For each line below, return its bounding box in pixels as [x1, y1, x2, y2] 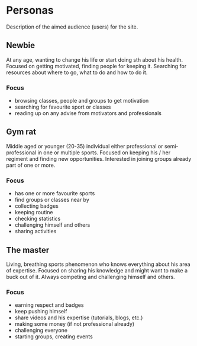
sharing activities [14, 228, 57, 235]
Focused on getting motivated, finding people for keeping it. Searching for [6, 62, 187, 69]
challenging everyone [14, 327, 68, 334]
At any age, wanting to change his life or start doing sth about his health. [6, 56, 183, 63]
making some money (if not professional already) [14, 320, 135, 328]
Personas [6, 4, 54, 17]
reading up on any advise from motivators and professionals [14, 110, 162, 117]
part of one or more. [6, 161, 56, 169]
